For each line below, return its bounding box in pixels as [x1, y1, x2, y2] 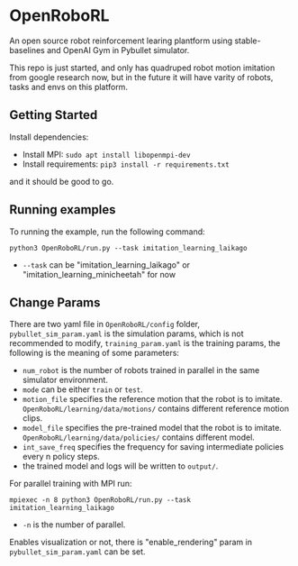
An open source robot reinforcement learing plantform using [9, 35, 233, 46]
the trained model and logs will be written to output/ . [22, 461, 219, 471]
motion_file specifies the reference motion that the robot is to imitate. [22, 394, 283, 405]
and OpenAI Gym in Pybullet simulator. [46, 44, 190, 55]
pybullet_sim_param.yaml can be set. [9, 546, 146, 557]
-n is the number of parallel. [22, 519, 126, 530]
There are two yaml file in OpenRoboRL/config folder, [9, 319, 201, 330]
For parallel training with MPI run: [9, 479, 132, 489]
